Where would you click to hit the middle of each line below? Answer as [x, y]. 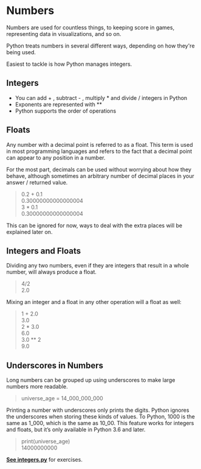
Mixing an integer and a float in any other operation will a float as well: [94, 302]
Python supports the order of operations [66, 111]
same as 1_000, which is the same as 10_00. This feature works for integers [100, 423]
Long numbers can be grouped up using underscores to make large [91, 380]
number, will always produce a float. [52, 272]
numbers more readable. [37, 387]
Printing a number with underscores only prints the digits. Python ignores [98, 410]
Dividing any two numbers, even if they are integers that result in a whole [98, 266]
